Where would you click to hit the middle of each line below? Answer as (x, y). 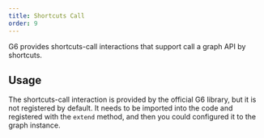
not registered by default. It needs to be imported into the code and (121, 108)
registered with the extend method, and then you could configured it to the (132, 117)
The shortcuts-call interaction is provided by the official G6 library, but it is (132, 100)
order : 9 (23, 23)
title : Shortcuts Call (47, 16)
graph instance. (34, 125)
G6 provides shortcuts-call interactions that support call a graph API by (127, 46)
